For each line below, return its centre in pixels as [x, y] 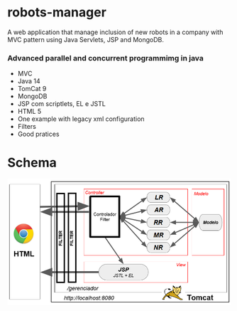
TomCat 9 [32, 89]
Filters [27, 127]
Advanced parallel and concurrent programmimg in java [105, 58]
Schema [32, 163]
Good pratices [38, 134]
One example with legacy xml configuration [81, 119]
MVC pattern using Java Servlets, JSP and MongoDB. [86, 39]
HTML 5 [29, 112]
